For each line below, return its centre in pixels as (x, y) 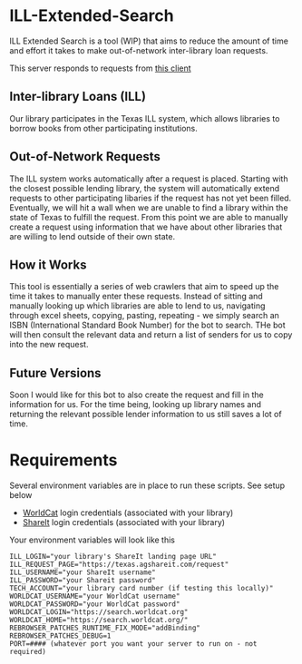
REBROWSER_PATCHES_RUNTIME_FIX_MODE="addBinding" (105, 628)
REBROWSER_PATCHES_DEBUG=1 (60, 636)
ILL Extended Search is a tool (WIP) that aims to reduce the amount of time (149, 41)
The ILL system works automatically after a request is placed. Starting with (149, 179)
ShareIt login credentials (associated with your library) (123, 522)
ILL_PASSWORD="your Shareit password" (83, 581)
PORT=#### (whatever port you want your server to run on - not (133, 644)
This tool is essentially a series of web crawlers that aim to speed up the (144, 287)
